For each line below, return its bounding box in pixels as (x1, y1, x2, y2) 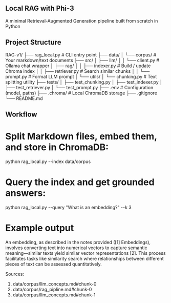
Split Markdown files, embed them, (5, 131, 157, 143)
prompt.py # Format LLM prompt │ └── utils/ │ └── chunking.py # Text (5, 73, 157, 79)
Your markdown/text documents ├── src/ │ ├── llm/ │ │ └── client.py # (5, 57, 160, 63)
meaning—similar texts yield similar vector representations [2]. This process (5, 250, 166, 256)
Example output (5, 223, 74, 234)
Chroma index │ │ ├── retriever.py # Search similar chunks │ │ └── (5, 68, 150, 74)
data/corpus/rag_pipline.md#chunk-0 (12, 286, 92, 292)
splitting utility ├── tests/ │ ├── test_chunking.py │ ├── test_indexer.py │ (5, 79, 163, 85)
